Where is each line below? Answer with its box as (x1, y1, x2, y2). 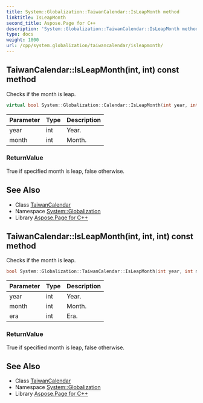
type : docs (6, 31, 34, 37)
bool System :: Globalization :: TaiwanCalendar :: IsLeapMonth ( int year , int (6, 268, 193, 275)
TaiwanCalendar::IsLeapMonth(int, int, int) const (6, 231, 194, 242)
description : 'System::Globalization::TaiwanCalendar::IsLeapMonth (6, 25, 180, 32)
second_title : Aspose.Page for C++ (6, 20, 96, 26)
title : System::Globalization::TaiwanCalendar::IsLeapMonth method (6, 8, 180, 15)
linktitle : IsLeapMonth (6, 15, 66, 21)
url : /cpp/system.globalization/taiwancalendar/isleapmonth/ (6, 43, 164, 49)
